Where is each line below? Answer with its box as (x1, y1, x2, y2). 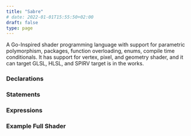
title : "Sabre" (6, 8, 44, 15)
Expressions (6, 107, 43, 115)
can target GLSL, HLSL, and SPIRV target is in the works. (6, 60, 144, 67)
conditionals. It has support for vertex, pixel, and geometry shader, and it (6, 54, 183, 61)
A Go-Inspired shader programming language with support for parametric (6, 41, 185, 48)
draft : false (6, 19, 38, 25)
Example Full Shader (6, 122, 66, 130)
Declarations (6, 75, 44, 83)
